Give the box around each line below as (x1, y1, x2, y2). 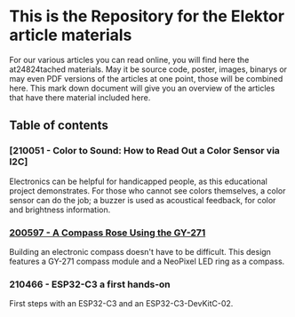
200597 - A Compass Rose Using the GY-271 (9, 226, 206, 239)
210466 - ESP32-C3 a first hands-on (9, 278, 171, 290)
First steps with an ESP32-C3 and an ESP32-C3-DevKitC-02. (9, 298, 234, 309)
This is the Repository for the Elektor (9, 6, 285, 27)
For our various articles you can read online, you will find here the (9, 54, 250, 65)
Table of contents (9, 118, 108, 133)
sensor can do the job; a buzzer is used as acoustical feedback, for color (9, 194, 276, 205)
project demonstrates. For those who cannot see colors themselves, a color (9, 185, 286, 196)
